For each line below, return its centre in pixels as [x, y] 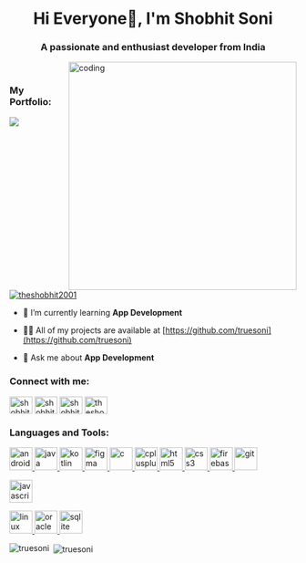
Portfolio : [31, 102]
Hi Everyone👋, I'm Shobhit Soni [153, 19]
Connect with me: [50, 381]
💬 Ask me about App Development [88, 358]
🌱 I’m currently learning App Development [102, 313]
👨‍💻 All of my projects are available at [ [94, 330]
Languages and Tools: [59, 433]
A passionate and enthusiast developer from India [153, 47]
